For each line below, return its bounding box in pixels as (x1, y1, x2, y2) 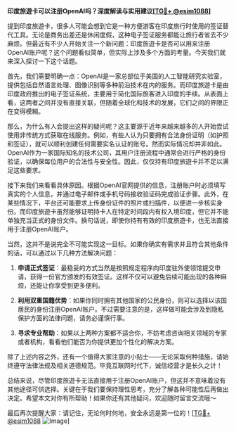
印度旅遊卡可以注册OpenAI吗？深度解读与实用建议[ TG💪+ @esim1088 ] (7, 7, 211, 15)
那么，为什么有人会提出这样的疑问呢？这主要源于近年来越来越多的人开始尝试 (7, 122, 229, 130)
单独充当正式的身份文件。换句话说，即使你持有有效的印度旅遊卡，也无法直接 (7, 216, 229, 224)
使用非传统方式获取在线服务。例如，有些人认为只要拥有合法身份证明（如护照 (7, 131, 229, 139)
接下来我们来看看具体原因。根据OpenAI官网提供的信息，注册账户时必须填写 (7, 181, 226, 189)
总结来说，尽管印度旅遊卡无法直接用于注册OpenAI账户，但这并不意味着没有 (7, 376, 226, 384)
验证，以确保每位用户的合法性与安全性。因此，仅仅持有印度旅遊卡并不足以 (7, 158, 223, 165)
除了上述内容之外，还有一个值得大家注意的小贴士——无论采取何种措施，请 (7, 352, 223, 361)
